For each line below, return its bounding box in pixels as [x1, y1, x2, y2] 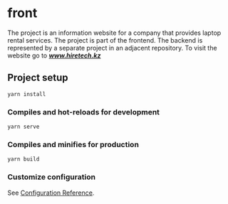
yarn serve [7, 123, 40, 131]
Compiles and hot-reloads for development [7, 107, 160, 117]
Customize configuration [7, 172, 96, 182]
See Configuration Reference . [7, 188, 95, 197]
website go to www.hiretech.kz [7, 51, 101, 60]
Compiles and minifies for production [7, 139, 139, 149]
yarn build [7, 156, 40, 163]
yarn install [7, 90, 46, 97]
